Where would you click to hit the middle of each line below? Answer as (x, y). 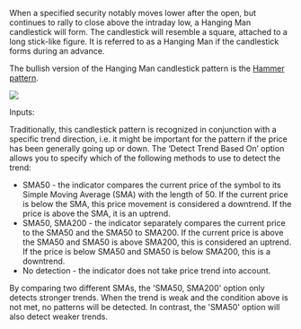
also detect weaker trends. (58, 316)
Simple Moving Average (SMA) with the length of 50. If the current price (155, 195)
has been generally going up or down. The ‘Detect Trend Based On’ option (147, 148)
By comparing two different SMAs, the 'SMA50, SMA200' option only (137, 288)
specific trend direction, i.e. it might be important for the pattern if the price (148, 139)
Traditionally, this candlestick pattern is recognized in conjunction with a (143, 130)
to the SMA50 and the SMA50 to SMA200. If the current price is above (153, 233)
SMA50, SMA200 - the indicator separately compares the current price (154, 223)
